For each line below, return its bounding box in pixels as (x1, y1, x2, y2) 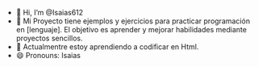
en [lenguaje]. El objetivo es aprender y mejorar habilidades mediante (15, 25, 248, 34)
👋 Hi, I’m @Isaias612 (15, 8, 84, 17)
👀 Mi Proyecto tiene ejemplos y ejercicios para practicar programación (15, 16, 251, 26)
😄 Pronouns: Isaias (15, 51, 81, 60)
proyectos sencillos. (15, 33, 83, 43)
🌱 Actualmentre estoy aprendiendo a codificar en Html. (15, 42, 199, 52)
